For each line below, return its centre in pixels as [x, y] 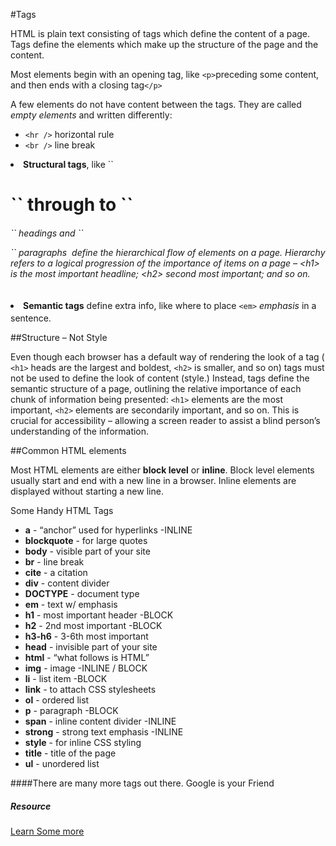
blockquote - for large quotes [86, 541]
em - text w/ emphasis [71, 605]
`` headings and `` [47, 233]
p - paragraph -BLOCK [71, 711]
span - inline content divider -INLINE [100, 721]
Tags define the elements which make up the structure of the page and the [164, 44]
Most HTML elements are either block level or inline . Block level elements [162, 470]
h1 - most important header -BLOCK [99, 615]
